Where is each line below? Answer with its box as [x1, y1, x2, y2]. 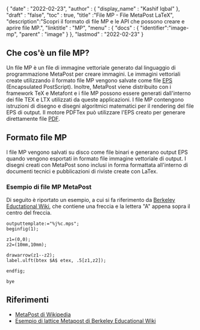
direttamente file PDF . [6, 115, 60, 122]
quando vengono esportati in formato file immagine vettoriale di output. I [6, 154, 186, 162]
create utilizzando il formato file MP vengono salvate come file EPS [6, 76, 173, 84]
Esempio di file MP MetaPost [6, 183, 92, 191]
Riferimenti [6, 295, 49, 305]
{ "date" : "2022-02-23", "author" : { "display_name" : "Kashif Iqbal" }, [6, 5, 180, 12]
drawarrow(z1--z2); [6, 252, 55, 258]
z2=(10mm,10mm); [6, 242, 47, 248]
